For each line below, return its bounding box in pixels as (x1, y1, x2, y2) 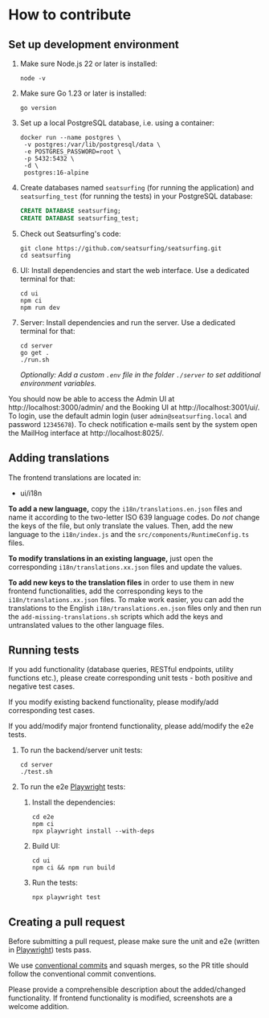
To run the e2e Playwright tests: (19, 782, 126, 792)
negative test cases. (8, 682, 75, 691)
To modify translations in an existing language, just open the (8, 553, 214, 563)
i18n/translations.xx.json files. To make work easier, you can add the (8, 594, 244, 604)
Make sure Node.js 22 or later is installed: (19, 59, 158, 68)
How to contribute (8, 6, 132, 24)
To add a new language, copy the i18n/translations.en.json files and (8, 503, 243, 513)
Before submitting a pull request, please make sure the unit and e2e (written (8, 937, 260, 947)
